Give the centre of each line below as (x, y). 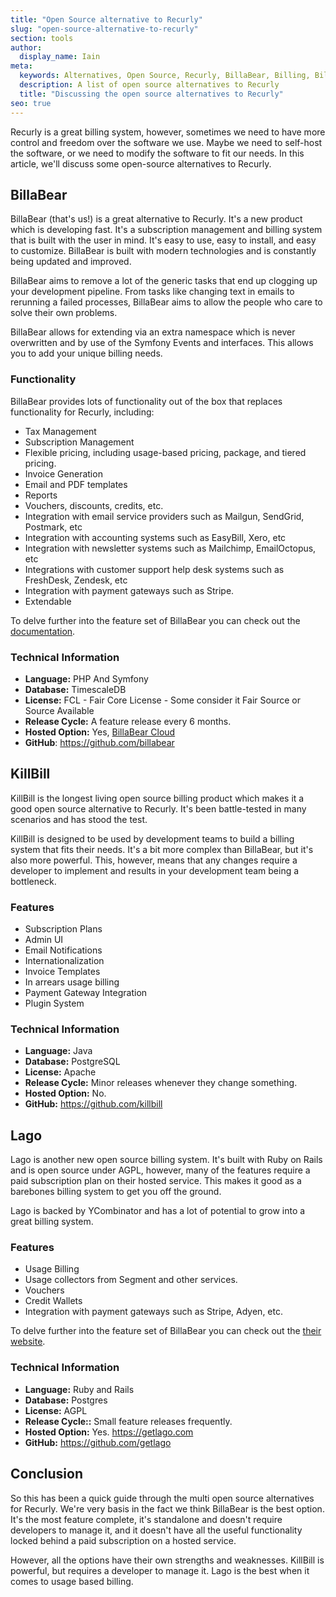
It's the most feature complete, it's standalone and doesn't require (146, 1519)
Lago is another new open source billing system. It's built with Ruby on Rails (166, 1160)
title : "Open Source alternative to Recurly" (106, 19)
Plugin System (54, 1003)
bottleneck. (33, 881)
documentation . (43, 631)
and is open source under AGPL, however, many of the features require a (160, 1170)
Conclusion (47, 1474)
